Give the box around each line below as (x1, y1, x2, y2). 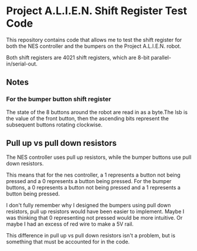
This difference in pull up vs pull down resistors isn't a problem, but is (6, 232, 176, 239)
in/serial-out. (6, 60, 38, 67)
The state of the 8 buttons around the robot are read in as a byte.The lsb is (6, 108, 188, 116)
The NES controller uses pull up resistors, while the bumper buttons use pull (6, 154, 192, 161)
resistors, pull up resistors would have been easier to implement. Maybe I (6, 208, 185, 215)
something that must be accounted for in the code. (6, 238, 130, 246)
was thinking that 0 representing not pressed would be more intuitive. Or (6, 214, 183, 221)
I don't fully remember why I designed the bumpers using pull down (6, 202, 171, 209)
